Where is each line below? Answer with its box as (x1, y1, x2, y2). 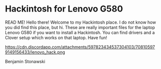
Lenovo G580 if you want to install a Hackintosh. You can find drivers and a (5, 29, 155, 35)
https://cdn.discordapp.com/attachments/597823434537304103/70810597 (5, 44, 155, 50)
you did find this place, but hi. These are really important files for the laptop (5, 24, 155, 30)
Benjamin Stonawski (5, 58, 45, 64)
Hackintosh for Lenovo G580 (5, 3, 123, 14)
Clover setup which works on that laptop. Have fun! (5, 35, 107, 41)
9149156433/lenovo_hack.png (5, 49, 65, 55)
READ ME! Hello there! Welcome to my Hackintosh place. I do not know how (5, 19, 156, 25)
